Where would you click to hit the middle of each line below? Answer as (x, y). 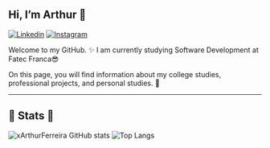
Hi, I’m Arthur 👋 (47, 15)
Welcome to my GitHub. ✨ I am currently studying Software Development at (134, 50)
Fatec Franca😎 (34, 59)
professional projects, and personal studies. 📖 (84, 83)
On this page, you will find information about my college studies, (115, 74)
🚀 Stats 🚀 (31, 116)
